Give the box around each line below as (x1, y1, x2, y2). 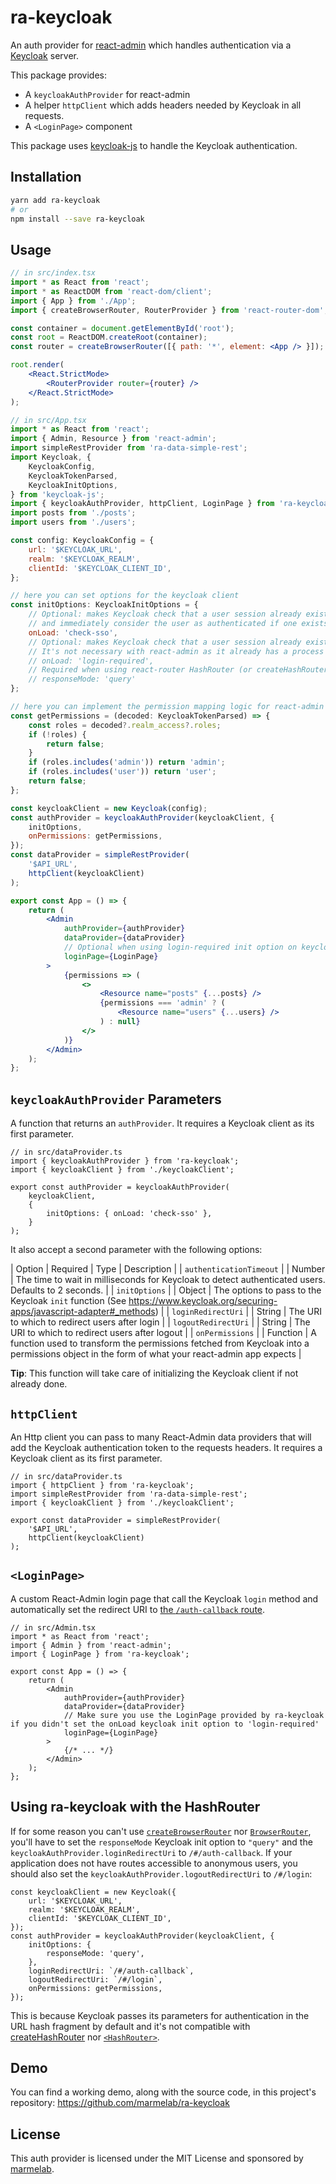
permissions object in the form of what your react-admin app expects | (10, 1348, 302, 1360)
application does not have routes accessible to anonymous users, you (10, 1857, 298, 1869)
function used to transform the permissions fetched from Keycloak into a (10, 1337, 310, 1350)
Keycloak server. (10, 49, 79, 61)
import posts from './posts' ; (10, 508, 137, 518)
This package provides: (10, 69, 107, 81)
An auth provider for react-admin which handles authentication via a (10, 39, 292, 51)
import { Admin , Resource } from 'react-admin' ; (10, 434, 217, 444)
